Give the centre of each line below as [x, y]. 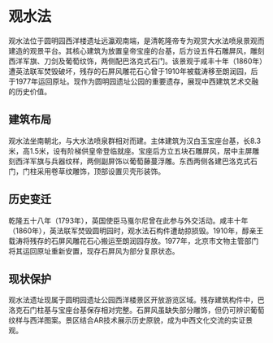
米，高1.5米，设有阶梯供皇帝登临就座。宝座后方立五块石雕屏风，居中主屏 [130, 150]
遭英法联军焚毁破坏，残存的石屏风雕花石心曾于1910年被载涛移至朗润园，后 [133, 71]
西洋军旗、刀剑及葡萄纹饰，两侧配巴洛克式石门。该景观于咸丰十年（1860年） [136, 61]
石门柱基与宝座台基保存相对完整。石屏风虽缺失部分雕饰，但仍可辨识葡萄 [143, 310]
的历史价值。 [30, 91]
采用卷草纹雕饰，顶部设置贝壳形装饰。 [100, 171]
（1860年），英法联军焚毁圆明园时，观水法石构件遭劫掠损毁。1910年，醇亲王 [136, 230]
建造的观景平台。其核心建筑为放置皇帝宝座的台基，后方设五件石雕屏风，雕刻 [136, 50]
